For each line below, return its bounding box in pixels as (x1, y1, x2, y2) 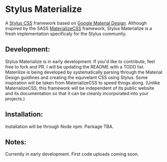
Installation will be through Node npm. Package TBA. (5, 123, 114, 129)
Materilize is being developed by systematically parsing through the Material (5, 69, 162, 75)
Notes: (5, 137, 26, 146)
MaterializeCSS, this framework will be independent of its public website (5, 85, 154, 91)
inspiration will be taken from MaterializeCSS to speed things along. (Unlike (5, 79, 160, 85)
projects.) (5, 95, 25, 101)
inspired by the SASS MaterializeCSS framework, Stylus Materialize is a (5, 25, 152, 31)
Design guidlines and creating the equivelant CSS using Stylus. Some (5, 74, 148, 80)
